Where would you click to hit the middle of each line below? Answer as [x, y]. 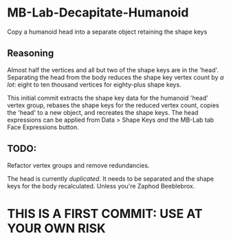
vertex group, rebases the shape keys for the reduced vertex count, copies [113, 105]
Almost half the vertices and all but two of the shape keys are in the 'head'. [113, 69]
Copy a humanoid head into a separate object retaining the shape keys [107, 32]
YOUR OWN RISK [56, 228]
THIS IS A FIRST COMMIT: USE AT [105, 214]
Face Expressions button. [43, 127]
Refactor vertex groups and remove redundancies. [78, 165]
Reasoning [31, 53]
